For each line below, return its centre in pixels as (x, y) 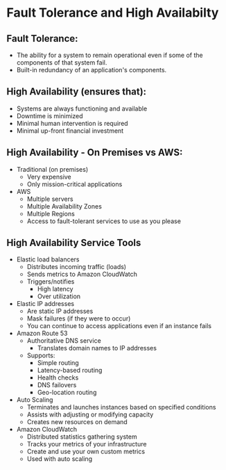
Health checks (58, 378)
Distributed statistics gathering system (82, 437)
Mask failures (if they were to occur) (79, 318)
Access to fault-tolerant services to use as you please (104, 221)
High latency (55, 289)
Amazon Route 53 (42, 333)
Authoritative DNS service (64, 341)
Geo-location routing (67, 392)
